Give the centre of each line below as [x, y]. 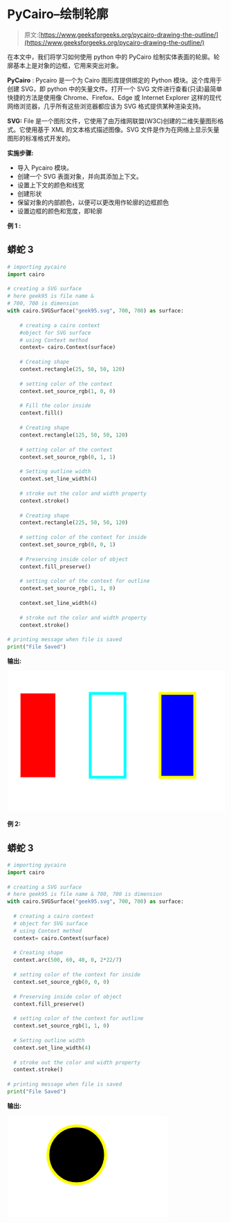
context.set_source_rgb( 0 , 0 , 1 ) [68, 545]
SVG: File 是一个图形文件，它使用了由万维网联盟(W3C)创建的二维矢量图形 [112, 121]
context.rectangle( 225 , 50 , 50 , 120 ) [74, 523]
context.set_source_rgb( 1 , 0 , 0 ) [68, 391]
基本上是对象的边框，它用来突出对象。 [67, 65]
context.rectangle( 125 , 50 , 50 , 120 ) [74, 435]
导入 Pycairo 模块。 [45, 168]
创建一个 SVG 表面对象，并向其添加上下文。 [80, 176]
